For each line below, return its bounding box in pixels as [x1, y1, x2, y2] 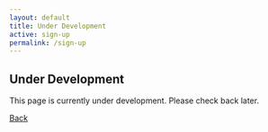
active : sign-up [9, 30, 70, 39]
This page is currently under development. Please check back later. [9, 95, 259, 106]
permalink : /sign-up [9, 38, 87, 48]
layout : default [9, 13, 70, 22]
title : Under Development [9, 22, 106, 31]
